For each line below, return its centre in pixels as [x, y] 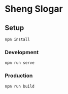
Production [19, 76]
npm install [17, 39]
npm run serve [20, 63]
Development [22, 52]
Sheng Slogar [34, 9]
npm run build [20, 86]
